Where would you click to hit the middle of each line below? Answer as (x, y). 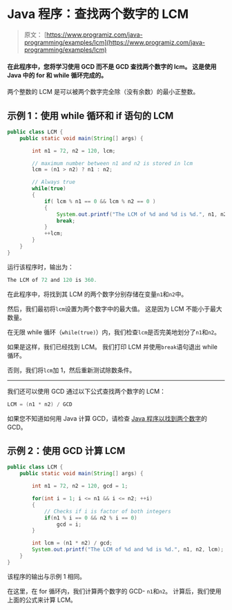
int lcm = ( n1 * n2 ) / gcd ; (72, 543)
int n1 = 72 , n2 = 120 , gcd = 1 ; (80, 486)
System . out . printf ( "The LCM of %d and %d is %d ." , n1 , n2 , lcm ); (128, 550)
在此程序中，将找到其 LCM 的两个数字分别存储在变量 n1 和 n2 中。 (97, 294)
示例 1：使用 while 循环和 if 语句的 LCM (90, 116)
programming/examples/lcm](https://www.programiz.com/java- (115, 42)
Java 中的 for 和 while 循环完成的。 (57, 75)
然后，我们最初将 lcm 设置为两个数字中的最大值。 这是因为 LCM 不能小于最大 (115, 309)
